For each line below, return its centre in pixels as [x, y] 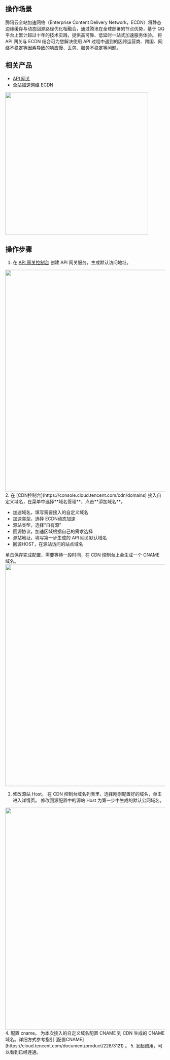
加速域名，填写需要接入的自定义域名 [50, 512]
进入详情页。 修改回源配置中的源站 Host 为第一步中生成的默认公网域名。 [88, 800]
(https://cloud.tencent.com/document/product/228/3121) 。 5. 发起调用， [82, 1046]
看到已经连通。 [25, 1052]
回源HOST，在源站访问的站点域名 [48, 544]
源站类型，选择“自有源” [37, 525]
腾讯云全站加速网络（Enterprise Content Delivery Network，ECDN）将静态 [83, 22]
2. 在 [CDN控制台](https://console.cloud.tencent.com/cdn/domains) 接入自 [83, 495]
